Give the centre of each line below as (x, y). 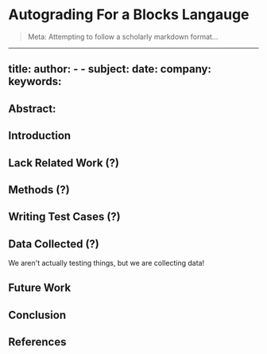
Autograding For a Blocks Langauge (129, 15)
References (37, 342)
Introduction (40, 136)
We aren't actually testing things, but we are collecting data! (106, 263)
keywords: (35, 82)
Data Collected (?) (54, 244)
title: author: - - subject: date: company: (110, 69)
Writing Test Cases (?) (64, 217)
